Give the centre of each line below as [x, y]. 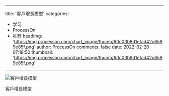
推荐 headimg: [27, 36]
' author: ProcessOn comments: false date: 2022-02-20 [92, 47]
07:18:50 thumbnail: [33, 52]
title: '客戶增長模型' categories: [37, 14]
